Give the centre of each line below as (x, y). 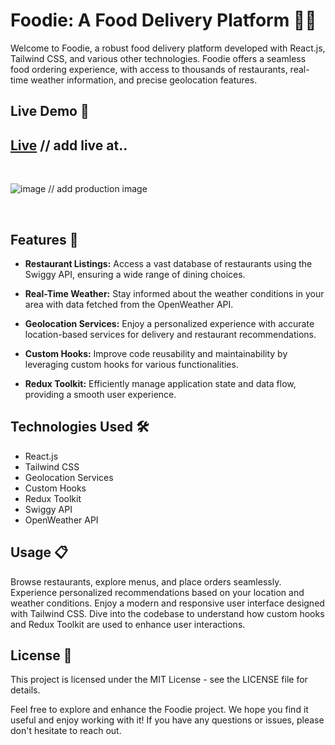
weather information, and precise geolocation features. (144, 80)
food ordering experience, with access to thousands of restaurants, (149, 69)
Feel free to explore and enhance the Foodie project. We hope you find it (159, 710)
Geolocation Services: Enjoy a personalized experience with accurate (169, 323)
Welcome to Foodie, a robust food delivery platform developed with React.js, (168, 48)
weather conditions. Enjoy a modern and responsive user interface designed (167, 603)
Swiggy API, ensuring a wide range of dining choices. (135, 274)
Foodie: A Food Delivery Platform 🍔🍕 (163, 20)
